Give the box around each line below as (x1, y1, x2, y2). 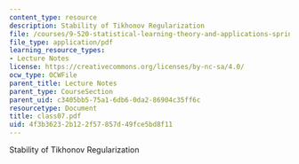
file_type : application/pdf (9, 37, 114, 47)
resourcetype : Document (9, 104, 98, 113)
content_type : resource (9, 12, 98, 22)
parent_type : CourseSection (9, 87, 114, 96)
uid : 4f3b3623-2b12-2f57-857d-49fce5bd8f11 (9, 121, 174, 129)
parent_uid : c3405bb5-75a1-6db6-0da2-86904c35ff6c (9, 95, 201, 105)
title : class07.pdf (9, 112, 82, 121)
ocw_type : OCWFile (9, 71, 77, 80)
